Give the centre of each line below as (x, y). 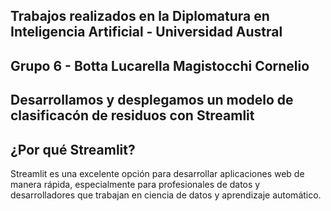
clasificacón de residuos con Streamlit (132, 115)
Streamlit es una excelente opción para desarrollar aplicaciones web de (157, 173)
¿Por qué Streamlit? (73, 149)
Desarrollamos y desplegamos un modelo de (152, 100)
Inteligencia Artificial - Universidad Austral (146, 32)
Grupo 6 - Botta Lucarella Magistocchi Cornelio (160, 65)
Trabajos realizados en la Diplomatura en (140, 16)
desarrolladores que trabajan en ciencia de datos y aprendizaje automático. (166, 195)
